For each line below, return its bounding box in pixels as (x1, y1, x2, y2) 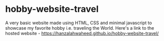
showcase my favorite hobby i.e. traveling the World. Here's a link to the (5, 25, 154, 31)
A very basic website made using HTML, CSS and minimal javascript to (5, 20, 152, 26)
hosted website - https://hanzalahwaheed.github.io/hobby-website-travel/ (5, 30, 159, 36)
